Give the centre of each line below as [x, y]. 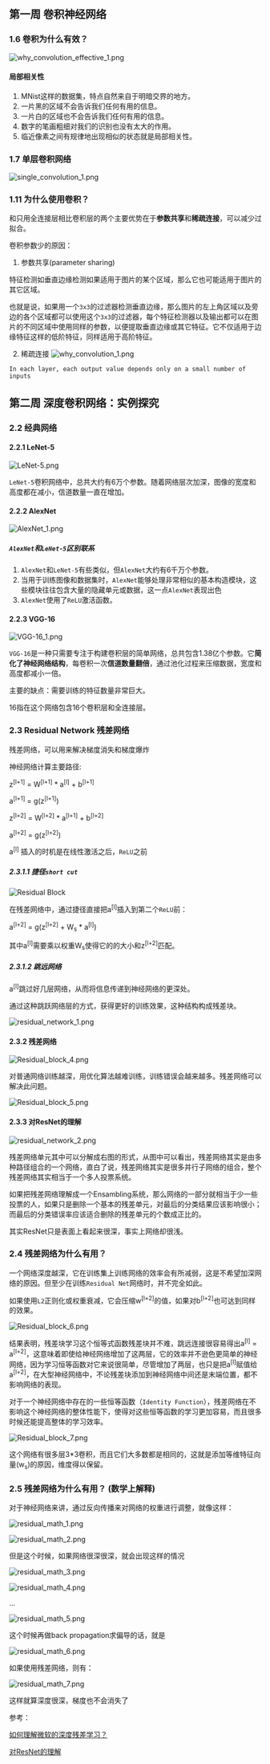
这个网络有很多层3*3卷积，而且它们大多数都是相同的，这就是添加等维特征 [132, 1455]
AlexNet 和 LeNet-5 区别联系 [52, 548]
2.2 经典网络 [33, 428]
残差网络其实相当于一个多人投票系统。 [72, 1177]
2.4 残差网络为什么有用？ [58, 1254]
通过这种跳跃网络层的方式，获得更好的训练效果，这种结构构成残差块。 [125, 1006]
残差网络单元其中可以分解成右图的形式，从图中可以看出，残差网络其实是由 [132, 1156]
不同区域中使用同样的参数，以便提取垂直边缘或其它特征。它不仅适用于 [139, 327]
